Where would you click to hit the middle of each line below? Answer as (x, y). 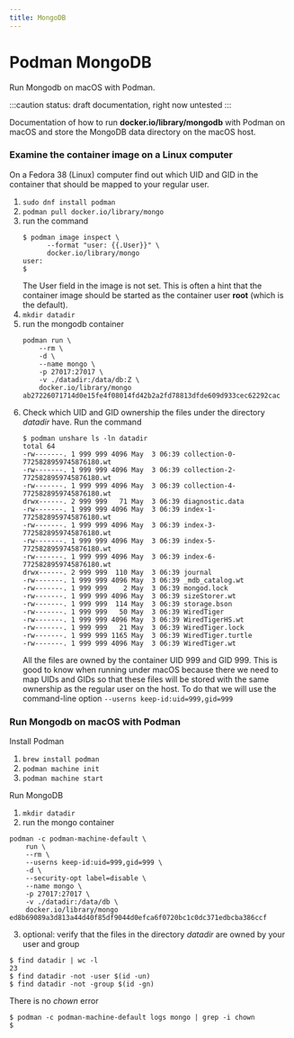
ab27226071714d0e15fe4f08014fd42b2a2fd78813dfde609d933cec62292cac (151, 396)
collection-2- (210, 469)
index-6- (200, 556)
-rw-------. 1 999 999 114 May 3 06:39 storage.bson (127, 604)
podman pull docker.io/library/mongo (93, 212)
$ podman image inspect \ (71, 237)
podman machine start (62, 779)
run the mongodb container (73, 323)
